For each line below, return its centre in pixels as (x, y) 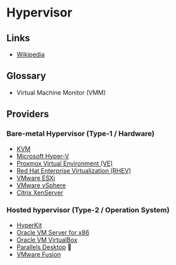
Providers (28, 114)
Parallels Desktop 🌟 (44, 247)
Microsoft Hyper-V (43, 156)
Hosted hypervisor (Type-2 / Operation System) (88, 210)
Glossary (26, 76)
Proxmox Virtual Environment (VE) (64, 163)
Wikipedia (31, 54)
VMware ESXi (36, 178)
